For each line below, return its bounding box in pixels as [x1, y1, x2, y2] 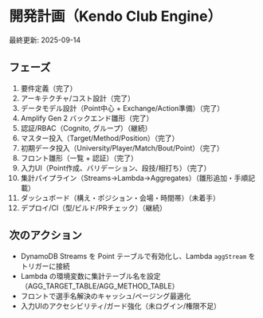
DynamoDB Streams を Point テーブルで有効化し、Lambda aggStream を [20, 251, 256, 261]
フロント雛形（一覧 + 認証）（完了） [20, 153, 138, 163]
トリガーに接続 [20, 261, 70, 271]
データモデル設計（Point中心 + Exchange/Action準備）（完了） [20, 103, 225, 112]
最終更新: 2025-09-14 [9, 35, 81, 45]
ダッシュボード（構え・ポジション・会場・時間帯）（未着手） [20, 193, 220, 202]
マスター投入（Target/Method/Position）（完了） [20, 133, 179, 143]
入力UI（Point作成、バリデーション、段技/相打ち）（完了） [20, 163, 211, 172]
